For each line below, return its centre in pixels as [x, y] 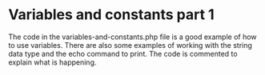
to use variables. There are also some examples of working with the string [130, 45]
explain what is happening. [52, 62]
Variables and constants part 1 [111, 15]
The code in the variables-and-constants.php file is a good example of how [133, 37]
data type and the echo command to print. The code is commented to [123, 53]
